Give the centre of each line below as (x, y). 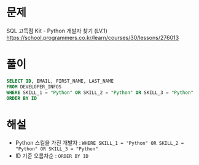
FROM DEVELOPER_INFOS (34, 86)
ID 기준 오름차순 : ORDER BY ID (52, 156)
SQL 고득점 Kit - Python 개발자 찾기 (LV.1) (57, 31)
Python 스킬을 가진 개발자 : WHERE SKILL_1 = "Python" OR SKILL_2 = (99, 143)
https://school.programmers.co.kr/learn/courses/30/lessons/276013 (93, 37)
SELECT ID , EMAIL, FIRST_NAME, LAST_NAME (60, 81)
